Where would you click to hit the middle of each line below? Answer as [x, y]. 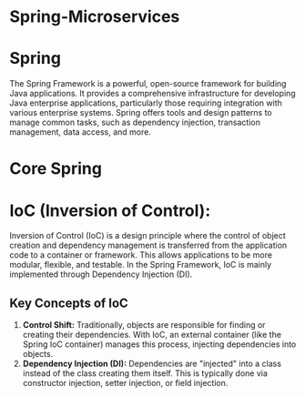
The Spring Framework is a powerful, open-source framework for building [148, 84]
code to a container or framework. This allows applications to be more [141, 255]
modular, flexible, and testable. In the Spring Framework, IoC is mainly [141, 265]
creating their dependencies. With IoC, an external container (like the [152, 335]
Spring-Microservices [95, 17]
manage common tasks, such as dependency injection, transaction [135, 122]
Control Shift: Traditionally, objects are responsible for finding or [144, 325]
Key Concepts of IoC [69, 303]
